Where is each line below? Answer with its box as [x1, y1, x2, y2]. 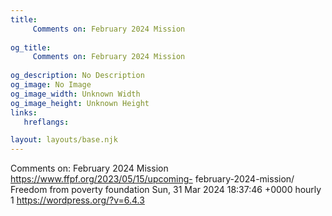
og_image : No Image [10, 80, 92, 90]
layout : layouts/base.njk [10, 135, 118, 145]
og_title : [10, 42, 52, 53]
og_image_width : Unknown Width [10, 89, 141, 99]
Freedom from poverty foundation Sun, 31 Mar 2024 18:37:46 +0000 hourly [10, 184, 322, 196]
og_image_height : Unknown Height [10, 98, 150, 108]
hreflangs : [23, 117, 70, 127]
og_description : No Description [10, 71, 145, 81]
